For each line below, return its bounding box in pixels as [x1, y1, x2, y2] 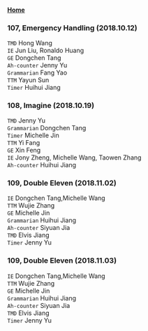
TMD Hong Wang [7, 38, 52, 47]
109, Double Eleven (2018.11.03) [7, 256, 117, 265]
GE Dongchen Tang [7, 53, 61, 62]
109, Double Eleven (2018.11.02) [7, 178, 117, 188]
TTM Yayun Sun [7, 75, 50, 84]
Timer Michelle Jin [7, 131, 59, 139]
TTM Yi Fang [7, 139, 40, 147]
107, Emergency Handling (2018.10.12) [7, 23, 138, 33]
